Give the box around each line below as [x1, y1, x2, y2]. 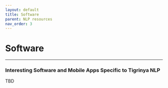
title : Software [5, 12, 39, 17]
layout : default [5, 7, 39, 12]
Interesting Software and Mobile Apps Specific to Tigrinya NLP [5, 67, 160, 74]
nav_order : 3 [5, 21, 32, 26]
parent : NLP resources [5, 16, 52, 21]
